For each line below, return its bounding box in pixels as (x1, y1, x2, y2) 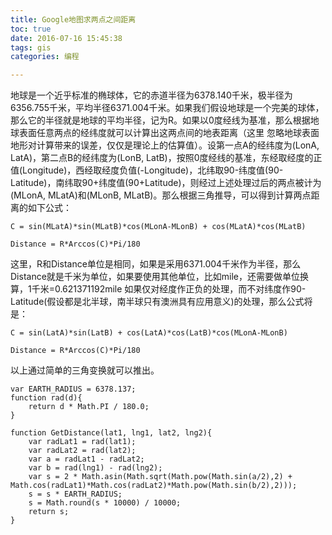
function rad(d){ (10, 393, 83, 403)
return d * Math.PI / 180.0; (28, 402, 150, 412)
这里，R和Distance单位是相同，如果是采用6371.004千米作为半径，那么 (10, 258, 302, 270)
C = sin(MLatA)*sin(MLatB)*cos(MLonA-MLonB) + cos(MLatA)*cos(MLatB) (10, 222, 307, 232)
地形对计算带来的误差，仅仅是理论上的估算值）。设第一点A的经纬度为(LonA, (10, 139, 320, 151)
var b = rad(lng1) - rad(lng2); (28, 463, 163, 473)
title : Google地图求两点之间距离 (10, 14, 137, 25)
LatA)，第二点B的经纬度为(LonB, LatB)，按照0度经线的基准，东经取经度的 (10, 152, 314, 164)
